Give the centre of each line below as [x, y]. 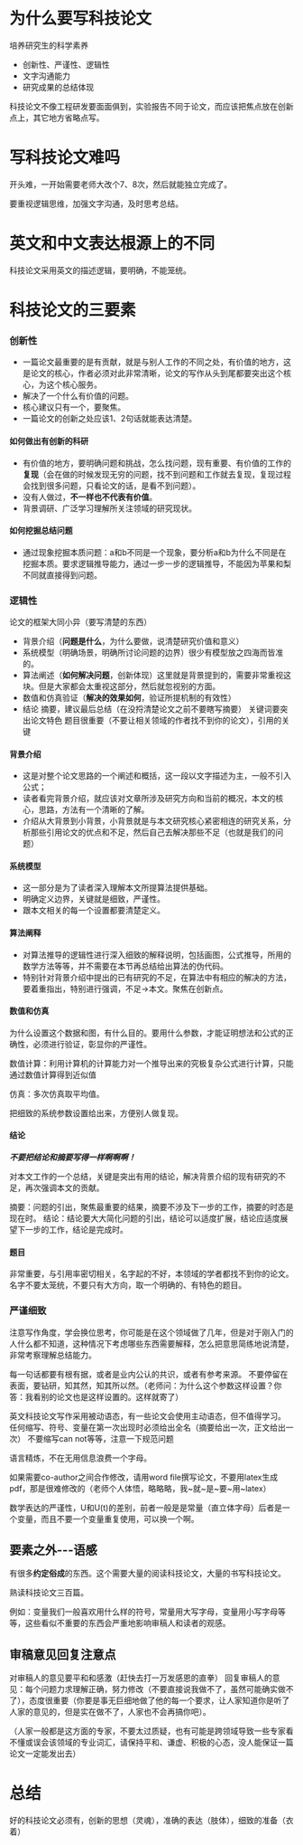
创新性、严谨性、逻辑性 [66, 64]
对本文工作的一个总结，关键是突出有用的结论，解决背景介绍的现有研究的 [143, 1177]
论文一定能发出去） [45, 1754]
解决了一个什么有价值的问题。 [78, 396]
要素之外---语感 [53, 1550]
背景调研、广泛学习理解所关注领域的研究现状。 [109, 508]
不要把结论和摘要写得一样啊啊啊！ [73, 1158]
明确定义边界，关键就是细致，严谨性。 [93, 899]
